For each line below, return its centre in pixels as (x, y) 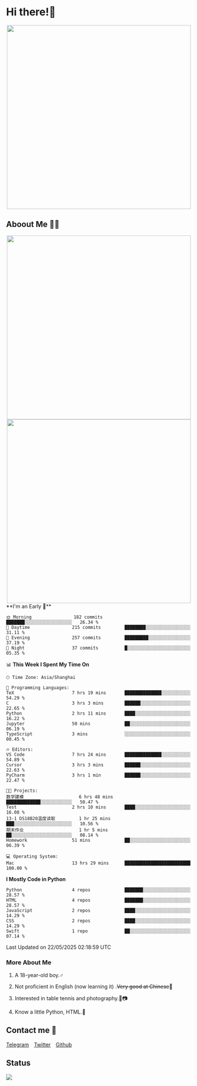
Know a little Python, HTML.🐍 (50, 1012)
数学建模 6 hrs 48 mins (60, 797)
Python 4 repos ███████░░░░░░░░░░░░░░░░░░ (98, 890)
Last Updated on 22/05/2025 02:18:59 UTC (59, 947)
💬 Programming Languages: (38, 688)
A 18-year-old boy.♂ (39, 975)
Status (19, 1063)
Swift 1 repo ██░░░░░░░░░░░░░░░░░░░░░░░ (98, 931)
